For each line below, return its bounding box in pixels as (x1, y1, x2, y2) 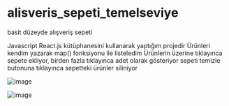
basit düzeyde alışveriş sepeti (7, 28, 93, 36)
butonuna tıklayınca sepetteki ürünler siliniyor (7, 63, 138, 72)
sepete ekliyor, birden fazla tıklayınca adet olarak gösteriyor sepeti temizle (7, 56, 221, 64)
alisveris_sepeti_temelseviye (7, 5, 179, 21)
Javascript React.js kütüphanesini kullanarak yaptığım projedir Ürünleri (7, 41, 211, 50)
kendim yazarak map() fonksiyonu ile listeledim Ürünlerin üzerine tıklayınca (7, 49, 223, 57)
